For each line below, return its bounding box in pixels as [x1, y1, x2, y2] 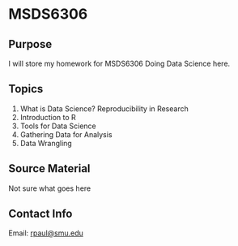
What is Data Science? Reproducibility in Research [19, 103, 189, 114]
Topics [8, 82, 44, 96]
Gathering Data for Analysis [19, 129, 113, 139]
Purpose [8, 37, 53, 51]
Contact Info [8, 207, 73, 221]
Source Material [8, 162, 91, 175]
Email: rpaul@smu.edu [8, 228, 83, 238]
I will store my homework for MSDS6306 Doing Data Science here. [8, 58, 231, 68]
